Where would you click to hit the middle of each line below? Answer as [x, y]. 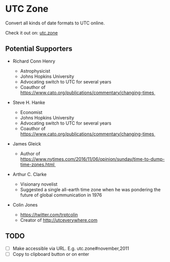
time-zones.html [37, 164]
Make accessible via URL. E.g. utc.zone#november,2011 [71, 248]
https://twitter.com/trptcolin [49, 215]
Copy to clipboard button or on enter [51, 254]
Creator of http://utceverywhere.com [59, 220]
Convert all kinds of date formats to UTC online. [55, 23]
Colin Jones [25, 205]
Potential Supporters [39, 49]
